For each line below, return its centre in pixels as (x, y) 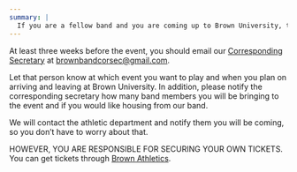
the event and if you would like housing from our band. (109, 105)
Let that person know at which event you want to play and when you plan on (148, 77)
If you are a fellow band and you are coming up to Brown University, (150, 26)
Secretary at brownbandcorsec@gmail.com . (90, 60)
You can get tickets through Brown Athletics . (90, 158)
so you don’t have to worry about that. (79, 131)
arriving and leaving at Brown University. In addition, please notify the (136, 86)
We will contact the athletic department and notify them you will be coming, (147, 122)
